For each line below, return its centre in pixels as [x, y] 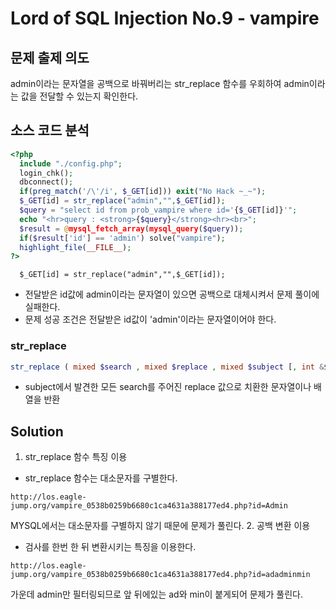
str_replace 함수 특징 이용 [76, 457]
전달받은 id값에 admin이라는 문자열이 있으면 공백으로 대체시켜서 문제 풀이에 [172, 294]
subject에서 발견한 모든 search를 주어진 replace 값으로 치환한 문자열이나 [168, 387]
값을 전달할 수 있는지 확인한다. [79, 96]
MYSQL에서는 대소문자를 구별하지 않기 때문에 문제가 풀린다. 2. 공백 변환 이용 [160, 526]
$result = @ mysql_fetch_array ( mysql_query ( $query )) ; [131, 228]
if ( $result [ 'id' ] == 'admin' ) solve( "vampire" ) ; [122, 238]
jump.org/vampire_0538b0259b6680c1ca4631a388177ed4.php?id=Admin [149, 506]
